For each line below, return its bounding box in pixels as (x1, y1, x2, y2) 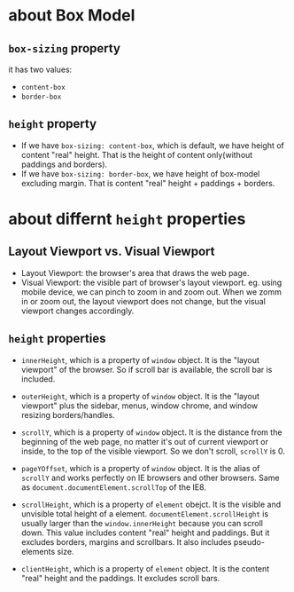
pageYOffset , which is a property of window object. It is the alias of (20, 462, 260, 473)
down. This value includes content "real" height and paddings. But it (20, 527, 270, 538)
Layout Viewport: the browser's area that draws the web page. (20, 267, 250, 278)
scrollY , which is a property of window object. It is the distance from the (20, 427, 282, 438)
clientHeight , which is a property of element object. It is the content (20, 563, 270, 573)
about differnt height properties (8, 209, 246, 229)
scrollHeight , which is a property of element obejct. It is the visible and (20, 499, 282, 509)
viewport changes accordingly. (20, 305, 135, 316)
